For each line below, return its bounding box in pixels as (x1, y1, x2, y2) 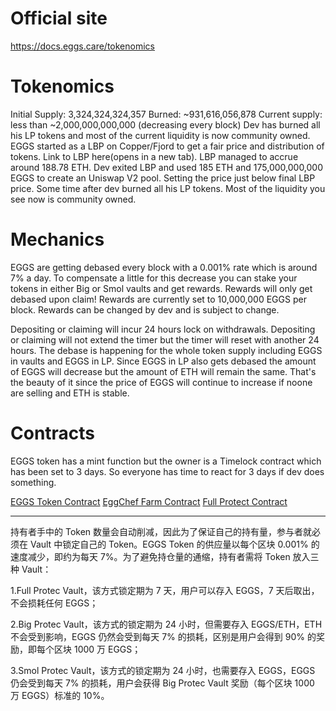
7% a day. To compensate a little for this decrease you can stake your (10, 272, 298, 284)
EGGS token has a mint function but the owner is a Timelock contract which (10, 455, 322, 467)
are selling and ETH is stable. (10, 387, 130, 399)
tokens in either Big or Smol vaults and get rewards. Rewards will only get (10, 282, 313, 294)
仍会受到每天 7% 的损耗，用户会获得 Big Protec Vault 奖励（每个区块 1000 (10, 677, 315, 689)
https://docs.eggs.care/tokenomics (10, 40, 155, 52)
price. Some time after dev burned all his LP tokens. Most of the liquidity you (10, 182, 326, 194)
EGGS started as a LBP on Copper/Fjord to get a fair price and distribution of (10, 140, 325, 152)
